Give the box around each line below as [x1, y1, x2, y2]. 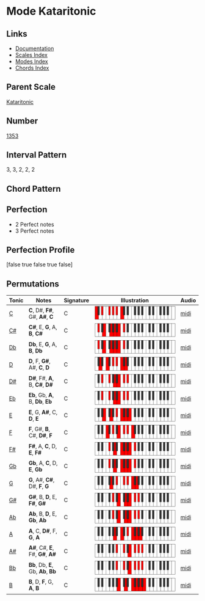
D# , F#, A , [28, 374, 54, 382]
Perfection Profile [6, 245, 75, 255]
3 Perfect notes [15, 227, 55, 235]
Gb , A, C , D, [28, 459, 58, 467]
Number [6, 116, 38, 126]
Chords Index [15, 64, 49, 71]
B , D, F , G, [28, 578, 54, 586]
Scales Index [15, 51, 48, 59]
